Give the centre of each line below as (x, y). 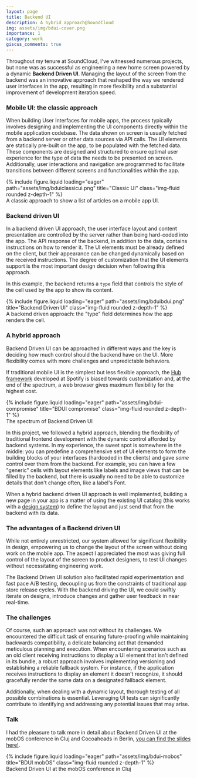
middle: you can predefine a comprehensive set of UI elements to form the (96, 451)
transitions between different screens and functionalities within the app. (93, 171)
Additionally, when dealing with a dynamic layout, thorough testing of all (93, 691)
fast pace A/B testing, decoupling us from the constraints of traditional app (96, 584)
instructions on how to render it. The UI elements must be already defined (95, 247)
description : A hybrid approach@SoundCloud (60, 22)
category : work (25, 39)
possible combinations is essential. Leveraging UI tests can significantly (93, 698)
